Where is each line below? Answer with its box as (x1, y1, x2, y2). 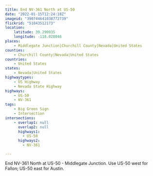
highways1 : (17, 129, 40, 134)
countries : (5, 57, 27, 62)
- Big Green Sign (14, 106, 49, 112)
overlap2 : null (17, 124, 49, 129)
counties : (5, 48, 25, 53)
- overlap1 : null (14, 120, 49, 125)
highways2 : (17, 138, 40, 143)
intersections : (5, 115, 36, 121)
